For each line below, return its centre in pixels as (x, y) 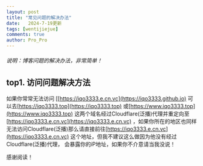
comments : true (26, 35)
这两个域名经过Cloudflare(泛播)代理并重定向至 (132, 114)
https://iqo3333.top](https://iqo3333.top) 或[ (75, 106)
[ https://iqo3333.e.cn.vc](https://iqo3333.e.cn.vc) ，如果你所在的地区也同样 (101, 121)
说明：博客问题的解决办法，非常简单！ (54, 60)
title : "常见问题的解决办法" (39, 18)
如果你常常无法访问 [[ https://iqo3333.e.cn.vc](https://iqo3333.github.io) (96, 99)
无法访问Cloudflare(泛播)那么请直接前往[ (57, 129)
